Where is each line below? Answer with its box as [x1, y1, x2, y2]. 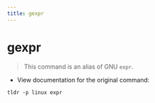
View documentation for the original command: [16, 76, 150, 84]
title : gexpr [7, 10, 44, 17]
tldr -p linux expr [7, 89, 63, 96]
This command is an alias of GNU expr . [23, 62, 134, 71]
